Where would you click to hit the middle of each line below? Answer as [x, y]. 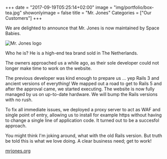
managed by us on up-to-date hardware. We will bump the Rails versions [81, 94]
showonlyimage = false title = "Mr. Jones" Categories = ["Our [87, 13]
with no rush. [19, 100]
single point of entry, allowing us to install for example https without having [83, 115]
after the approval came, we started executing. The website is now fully [80, 89]
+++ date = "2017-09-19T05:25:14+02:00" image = [59, 7]
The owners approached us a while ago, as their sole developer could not [82, 63]
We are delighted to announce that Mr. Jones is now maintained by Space [82, 28]
